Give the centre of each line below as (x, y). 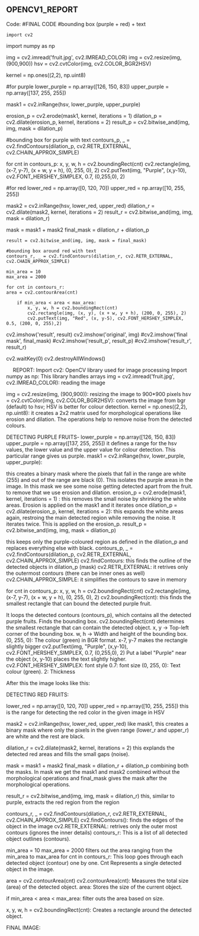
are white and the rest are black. (45, 736)
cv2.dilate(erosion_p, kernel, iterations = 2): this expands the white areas (95, 511)
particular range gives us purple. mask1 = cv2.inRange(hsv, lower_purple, (96, 456)
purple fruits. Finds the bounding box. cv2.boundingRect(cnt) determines (95, 621)
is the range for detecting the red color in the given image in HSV (85, 712)
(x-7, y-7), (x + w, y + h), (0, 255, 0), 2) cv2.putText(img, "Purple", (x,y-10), (96, 170)
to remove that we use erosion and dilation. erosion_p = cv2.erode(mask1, (96, 492)
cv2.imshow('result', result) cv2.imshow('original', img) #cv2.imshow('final (97, 334)
